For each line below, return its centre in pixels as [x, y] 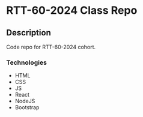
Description [29, 33]
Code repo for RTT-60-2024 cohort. [51, 47]
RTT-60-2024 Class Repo [72, 10]
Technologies [26, 62]
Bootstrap [27, 107]
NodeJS [25, 101]
